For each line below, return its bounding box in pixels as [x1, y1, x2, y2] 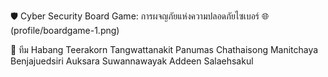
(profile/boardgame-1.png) [10, 25, 120, 36]
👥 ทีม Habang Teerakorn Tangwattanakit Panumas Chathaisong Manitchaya [10, 44, 319, 55]
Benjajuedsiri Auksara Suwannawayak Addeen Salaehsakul [10, 55, 254, 67]
